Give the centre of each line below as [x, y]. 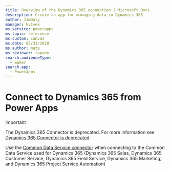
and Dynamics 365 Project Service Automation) [56, 164]
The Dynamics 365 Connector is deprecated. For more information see [80, 132]
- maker [18, 62]
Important [16, 122]
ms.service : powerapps [29, 29]
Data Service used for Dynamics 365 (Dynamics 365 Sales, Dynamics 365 [84, 153]
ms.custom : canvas [25, 39]
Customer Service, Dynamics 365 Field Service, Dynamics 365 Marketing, [83, 158]
